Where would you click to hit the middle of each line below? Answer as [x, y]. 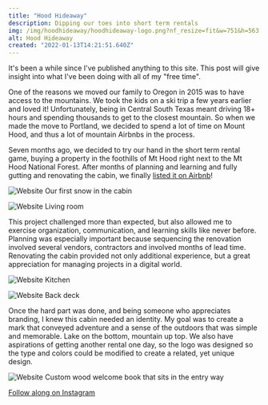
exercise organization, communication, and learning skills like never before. [132, 230]
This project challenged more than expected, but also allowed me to [120, 222]
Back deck [62, 296]
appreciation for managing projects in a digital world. [95, 264]
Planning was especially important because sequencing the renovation [125, 239]
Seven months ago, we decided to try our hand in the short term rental [124, 150]
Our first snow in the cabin [89, 191]
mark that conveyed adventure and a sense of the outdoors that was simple [133, 328]
